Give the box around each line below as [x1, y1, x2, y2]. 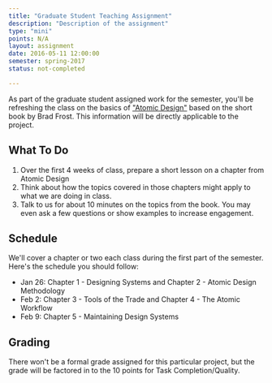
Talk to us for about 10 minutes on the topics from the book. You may [19, 200, 251, 209]
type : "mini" [8, 27, 53, 35]
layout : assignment [8, 42, 75, 50]
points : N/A [8, 34, 49, 43]
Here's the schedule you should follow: [8, 261, 140, 272]
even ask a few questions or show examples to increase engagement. [19, 208, 254, 217]
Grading [8, 335, 50, 349]
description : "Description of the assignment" [8, 19, 169, 28]
